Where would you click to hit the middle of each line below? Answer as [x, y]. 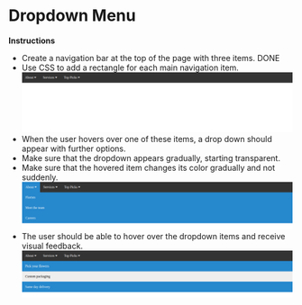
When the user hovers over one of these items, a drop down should [146, 139]
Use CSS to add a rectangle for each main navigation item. [130, 67]
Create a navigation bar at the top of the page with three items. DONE [151, 58]
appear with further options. [74, 148]
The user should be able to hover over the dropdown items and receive [153, 237]
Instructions [32, 40]
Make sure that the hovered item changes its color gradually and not [148, 167]
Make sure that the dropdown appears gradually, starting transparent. [151, 157]
